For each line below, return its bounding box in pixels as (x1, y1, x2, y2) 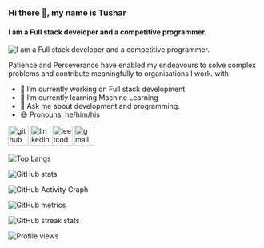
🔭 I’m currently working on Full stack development (19, 84, 186, 94)
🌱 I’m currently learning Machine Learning (19, 93, 158, 102)
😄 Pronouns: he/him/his (19, 110, 100, 119)
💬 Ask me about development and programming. (19, 102, 180, 111)
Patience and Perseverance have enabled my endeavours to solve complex (8, 60, 256, 70)
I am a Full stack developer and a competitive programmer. (8, 27, 207, 37)
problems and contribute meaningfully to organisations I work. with (8, 69, 230, 78)
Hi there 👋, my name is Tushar (8, 7, 126, 18)
